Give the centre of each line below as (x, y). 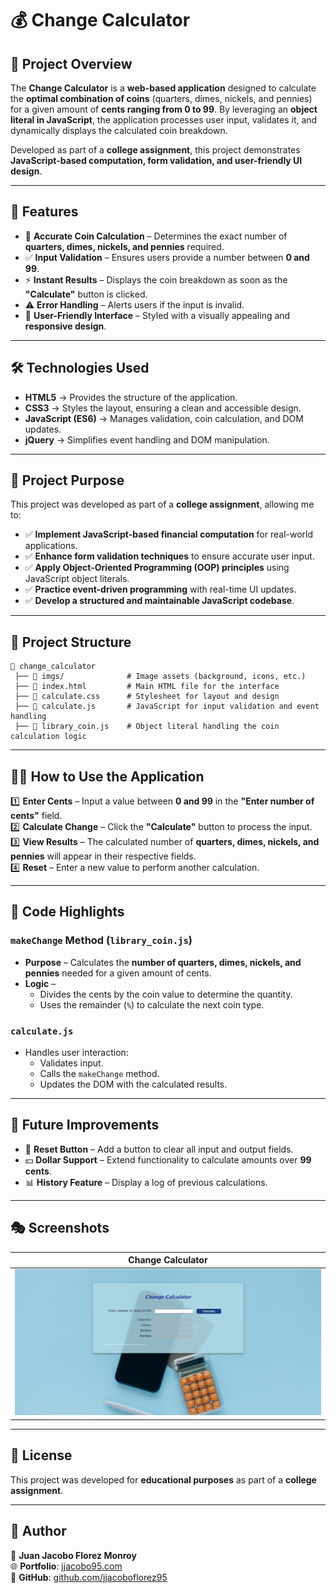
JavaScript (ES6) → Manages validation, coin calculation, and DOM (164, 418)
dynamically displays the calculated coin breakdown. (119, 130)
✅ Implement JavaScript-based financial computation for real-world (169, 534)
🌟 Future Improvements (85, 1125)
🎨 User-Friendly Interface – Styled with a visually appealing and (157, 315)
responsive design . (65, 326)
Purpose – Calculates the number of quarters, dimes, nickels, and (163, 962)
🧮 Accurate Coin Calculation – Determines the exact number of (156, 236)
